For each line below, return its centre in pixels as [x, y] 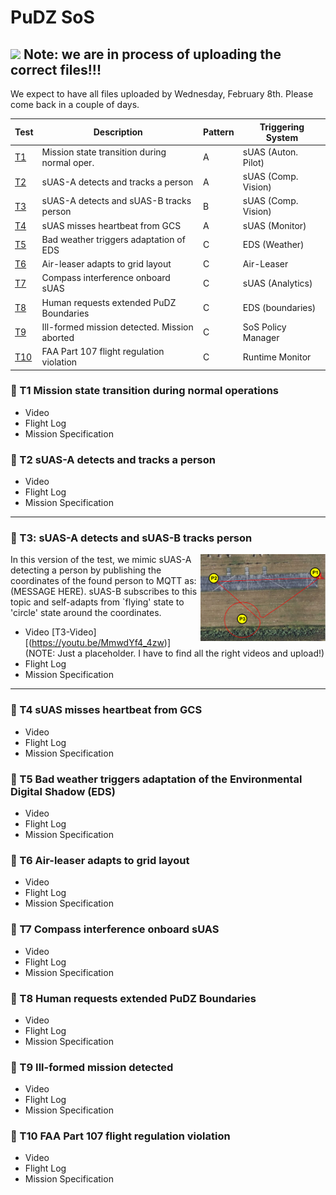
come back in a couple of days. [75, 104]
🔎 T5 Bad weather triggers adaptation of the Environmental [156, 779]
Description [118, 132]
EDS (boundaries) [279, 307]
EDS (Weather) [273, 245]
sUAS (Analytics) [277, 283]
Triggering [282, 127]
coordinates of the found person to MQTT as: [103, 581]
